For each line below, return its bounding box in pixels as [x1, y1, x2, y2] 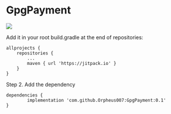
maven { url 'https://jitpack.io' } [27, 60, 117, 66]
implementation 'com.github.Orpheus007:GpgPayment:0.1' [27, 97, 166, 103]
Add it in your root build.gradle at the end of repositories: [6, 33, 143, 41]
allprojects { [6, 45, 41, 51]
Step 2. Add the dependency [6, 81, 76, 88]
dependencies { [6, 92, 43, 98]
